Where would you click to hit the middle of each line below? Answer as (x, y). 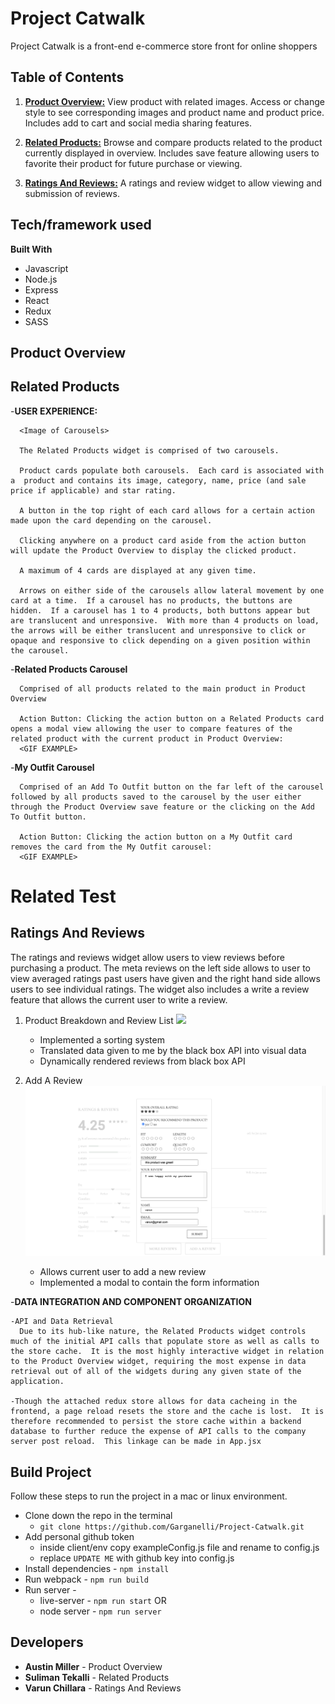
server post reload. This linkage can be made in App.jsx (136, 1442)
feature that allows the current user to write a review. (119, 999)
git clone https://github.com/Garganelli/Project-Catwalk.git (172, 1527)
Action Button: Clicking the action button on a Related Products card (172, 718)
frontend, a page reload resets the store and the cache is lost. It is (167, 1412)
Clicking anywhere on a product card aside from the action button (163, 540)
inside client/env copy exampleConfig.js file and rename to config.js (179, 1548)
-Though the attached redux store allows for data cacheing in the (154, 1402)
